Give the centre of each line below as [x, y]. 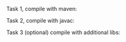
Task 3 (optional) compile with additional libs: [63, 32]
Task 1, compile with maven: [42, 9]
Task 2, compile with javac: [40, 20]
